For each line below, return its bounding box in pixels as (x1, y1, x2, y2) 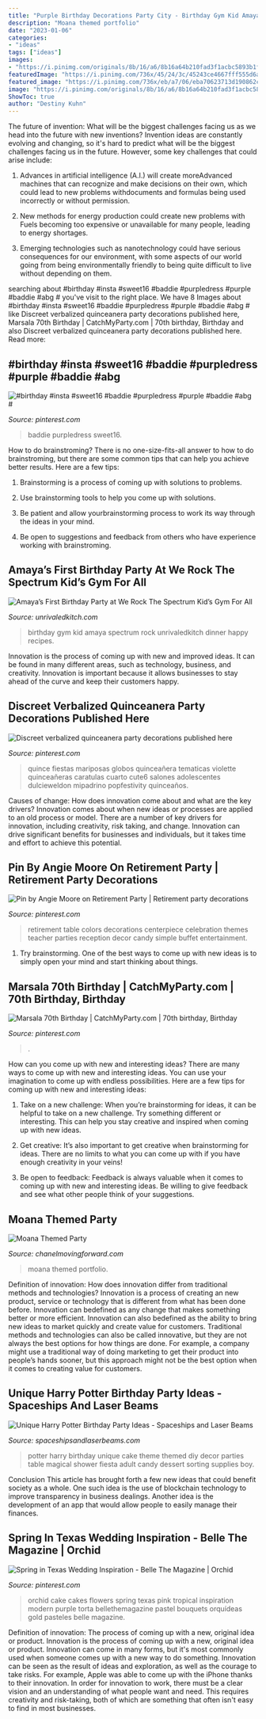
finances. (8, 1508, 39, 1518)
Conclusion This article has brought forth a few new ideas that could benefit (8, 1474, 256, 1484)
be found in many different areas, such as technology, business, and (8, 659, 232, 669)
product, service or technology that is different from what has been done (8, 1297, 246, 1305)
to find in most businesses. (8, 1703, 97, 1713)
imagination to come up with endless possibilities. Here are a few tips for (8, 1077, 245, 1086)
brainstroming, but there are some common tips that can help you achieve (8, 453, 249, 463)
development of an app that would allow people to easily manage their (8, 1500, 237, 1509)
